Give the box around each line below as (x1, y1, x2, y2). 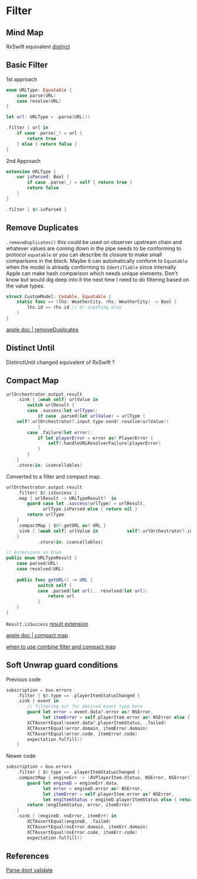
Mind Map (6, 28, 44, 38)
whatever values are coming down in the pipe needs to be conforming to (6, 245, 182, 252)
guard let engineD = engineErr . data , (27, 780, 119, 786)
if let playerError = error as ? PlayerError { (37, 435, 154, 441)
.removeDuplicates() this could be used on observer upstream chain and (6, 238, 182, 245)
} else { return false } (16, 141, 77, 147)
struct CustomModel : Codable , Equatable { (6, 293, 111, 299)
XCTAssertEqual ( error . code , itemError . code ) (27, 731, 138, 737)
